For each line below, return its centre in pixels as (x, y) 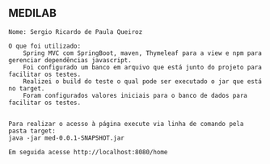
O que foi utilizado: (45, 46)
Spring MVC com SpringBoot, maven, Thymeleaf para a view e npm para (143, 53)
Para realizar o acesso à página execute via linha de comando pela (126, 124)
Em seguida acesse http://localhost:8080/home (88, 152)
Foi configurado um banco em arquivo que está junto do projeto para (143, 67)
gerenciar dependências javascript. (70, 60)
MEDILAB (32, 13)
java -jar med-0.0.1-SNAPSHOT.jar (67, 138)
